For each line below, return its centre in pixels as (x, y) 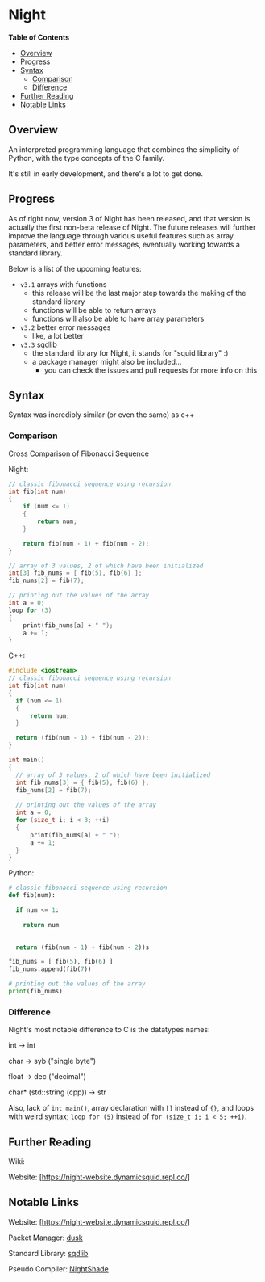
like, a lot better (58, 335)
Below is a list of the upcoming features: (75, 268)
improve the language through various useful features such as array (121, 235)
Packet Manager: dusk (46, 1238)
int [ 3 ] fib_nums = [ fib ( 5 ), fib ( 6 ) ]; (75, 573)
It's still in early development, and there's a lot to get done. (106, 173)
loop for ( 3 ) (30, 610)
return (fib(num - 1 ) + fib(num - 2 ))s (83, 947)
